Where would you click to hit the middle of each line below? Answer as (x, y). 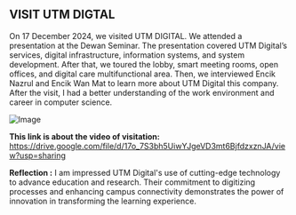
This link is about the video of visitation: (84, 136)
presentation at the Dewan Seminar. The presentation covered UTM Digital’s (148, 45)
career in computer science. (61, 102)
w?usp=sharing (38, 155)
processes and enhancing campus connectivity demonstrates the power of (147, 191)
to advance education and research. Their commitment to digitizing (132, 182)
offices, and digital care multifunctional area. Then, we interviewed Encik (142, 74)
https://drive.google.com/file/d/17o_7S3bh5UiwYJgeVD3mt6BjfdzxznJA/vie (148, 146)
